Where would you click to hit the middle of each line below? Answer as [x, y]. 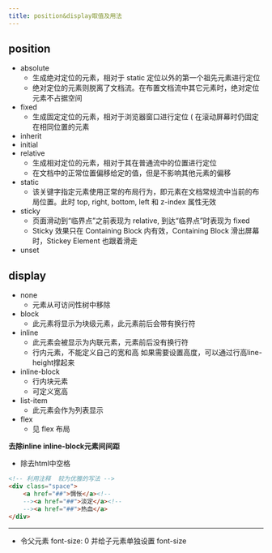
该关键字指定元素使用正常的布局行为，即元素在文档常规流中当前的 [142, 192]
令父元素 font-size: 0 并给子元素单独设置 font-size [103, 541]
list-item [34, 401]
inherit [31, 136]
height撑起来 [53, 362]
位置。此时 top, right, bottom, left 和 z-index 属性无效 [128, 202]
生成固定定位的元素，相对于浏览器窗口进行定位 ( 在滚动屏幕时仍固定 [145, 117]
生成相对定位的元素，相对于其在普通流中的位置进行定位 [124, 163]
